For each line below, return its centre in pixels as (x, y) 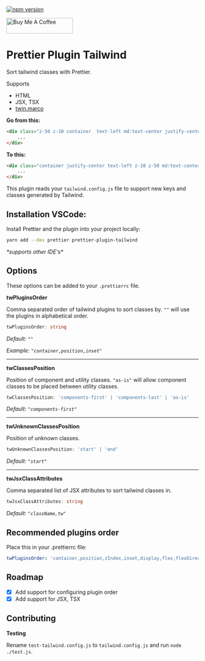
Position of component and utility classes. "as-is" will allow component (96, 380)
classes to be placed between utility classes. (63, 386)
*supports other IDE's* (35, 252)
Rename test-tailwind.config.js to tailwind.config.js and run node (94, 645)
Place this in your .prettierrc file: (47, 547)
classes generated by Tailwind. (45, 195)
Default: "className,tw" (36, 513)
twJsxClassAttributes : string (45, 502)
